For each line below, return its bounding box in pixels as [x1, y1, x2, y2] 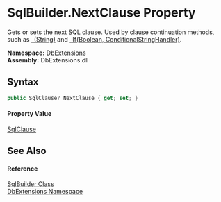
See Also [7, 145, 47, 157]
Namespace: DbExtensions [7, 49, 86, 57]
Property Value [7, 110, 52, 118]
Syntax [7, 76, 39, 88]
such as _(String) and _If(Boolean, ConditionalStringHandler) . [7, 35, 182, 43]
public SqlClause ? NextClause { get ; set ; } [7, 94, 138, 101]
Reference [7, 165, 38, 173]
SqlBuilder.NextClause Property [7, 5, 196, 21]
